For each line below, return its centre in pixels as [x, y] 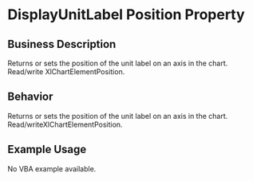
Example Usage [47, 150]
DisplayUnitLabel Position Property [126, 15]
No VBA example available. [52, 168]
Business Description [62, 44]
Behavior [30, 97]
